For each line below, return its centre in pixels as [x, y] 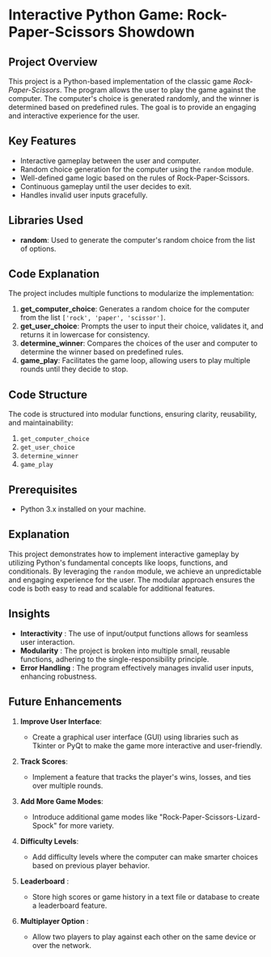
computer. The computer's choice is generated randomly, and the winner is [134, 98]
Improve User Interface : [61, 721]
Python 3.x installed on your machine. [83, 509]
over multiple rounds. [68, 786]
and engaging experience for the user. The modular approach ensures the [132, 579]
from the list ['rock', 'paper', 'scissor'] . [93, 318]
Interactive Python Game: [96, 15]
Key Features [42, 141]
